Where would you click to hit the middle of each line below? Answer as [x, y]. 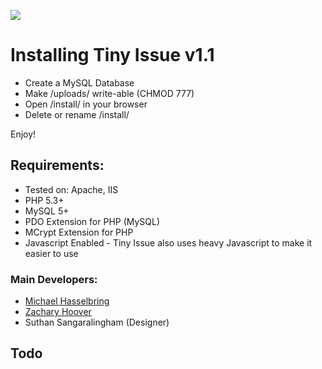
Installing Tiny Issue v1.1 [112, 55]
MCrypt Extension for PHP [79, 232]
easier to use [51, 253]
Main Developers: [54, 279]
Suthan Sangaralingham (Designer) [97, 322]
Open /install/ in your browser [86, 104]
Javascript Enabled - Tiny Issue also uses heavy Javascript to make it [168, 242]
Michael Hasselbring [67, 301]
